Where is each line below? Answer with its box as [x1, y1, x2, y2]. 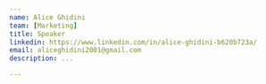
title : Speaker [9, 29, 66, 38]
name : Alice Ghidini [9, 12, 87, 22]
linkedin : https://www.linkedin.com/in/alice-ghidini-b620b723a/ [9, 37, 257, 47]
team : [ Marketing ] [9, 21, 78, 30]
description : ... [9, 54, 74, 63]
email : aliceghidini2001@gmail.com [9, 46, 142, 55]
